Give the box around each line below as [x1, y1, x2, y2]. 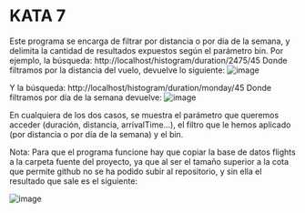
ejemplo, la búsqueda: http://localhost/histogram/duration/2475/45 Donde [9, 55, 289, 66]
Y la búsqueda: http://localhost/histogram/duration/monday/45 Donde [9, 82, 271, 93]
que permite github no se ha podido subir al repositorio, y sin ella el [9, 166, 262, 177]
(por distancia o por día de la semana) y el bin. [9, 128, 184, 139]
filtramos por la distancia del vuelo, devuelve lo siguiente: [9, 65, 226, 76]
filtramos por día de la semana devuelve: [9, 92, 162, 103]
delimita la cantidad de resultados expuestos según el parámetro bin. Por [9, 45, 284, 56]
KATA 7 [9, 5, 66, 26]
